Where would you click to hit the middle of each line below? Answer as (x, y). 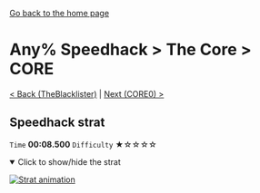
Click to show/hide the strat (69, 161)
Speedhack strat (57, 123)
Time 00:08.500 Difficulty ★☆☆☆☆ (83, 144)
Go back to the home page (60, 13)
